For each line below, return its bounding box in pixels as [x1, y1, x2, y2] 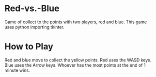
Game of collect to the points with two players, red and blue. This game [4, 19, 147, 25]
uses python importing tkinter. [4, 24, 64, 30]
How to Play [4, 41, 54, 52]
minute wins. [4, 67, 30, 73]
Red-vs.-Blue [4, 3, 60, 14]
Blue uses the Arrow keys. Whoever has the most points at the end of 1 [4, 62, 146, 68]
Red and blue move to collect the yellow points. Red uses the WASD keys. [4, 57, 152, 63]
